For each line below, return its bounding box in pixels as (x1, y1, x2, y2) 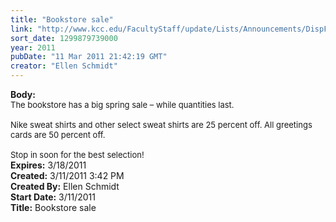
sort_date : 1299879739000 (10, 33, 118, 43)
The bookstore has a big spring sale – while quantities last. (10, 99, 235, 110)
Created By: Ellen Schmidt (10, 181, 120, 192)
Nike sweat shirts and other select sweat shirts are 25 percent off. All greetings (10, 119, 313, 130)
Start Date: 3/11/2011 (10, 191, 96, 203)
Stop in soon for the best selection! (10, 149, 145, 160)
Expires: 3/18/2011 (10, 159, 87, 171)
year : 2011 (10, 42, 56, 53)
